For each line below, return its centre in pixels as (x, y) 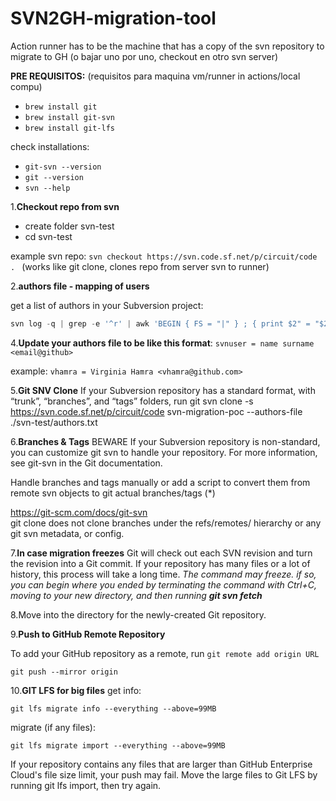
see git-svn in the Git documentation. (86, 463)
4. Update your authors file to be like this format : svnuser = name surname (162, 343)
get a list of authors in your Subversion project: (107, 305)
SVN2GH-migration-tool (113, 18)
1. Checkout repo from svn (65, 206)
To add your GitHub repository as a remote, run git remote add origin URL (165, 653)
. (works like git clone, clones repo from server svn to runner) (140, 266)
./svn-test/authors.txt (54, 422)
